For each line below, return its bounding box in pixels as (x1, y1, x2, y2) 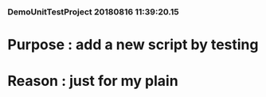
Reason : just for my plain (7, 72, 178, 90)
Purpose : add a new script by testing (7, 36, 259, 54)
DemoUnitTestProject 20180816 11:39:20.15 (7, 6, 180, 17)
